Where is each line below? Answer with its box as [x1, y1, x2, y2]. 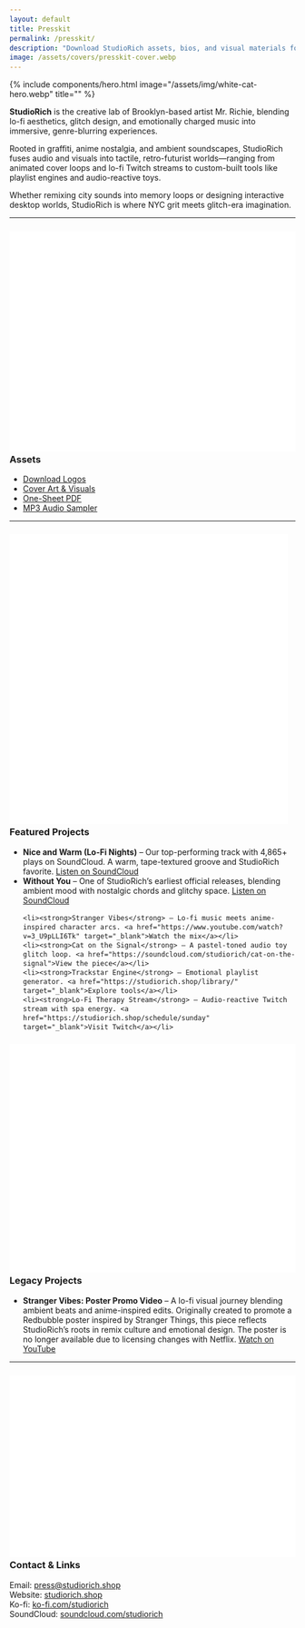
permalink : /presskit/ [9, 34, 95, 43]
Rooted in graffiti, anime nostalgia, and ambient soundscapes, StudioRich [9, 144, 283, 154]
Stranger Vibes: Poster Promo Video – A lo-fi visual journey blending [22, 1295, 283, 1305]
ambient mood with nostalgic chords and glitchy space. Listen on [22, 885, 267, 896]
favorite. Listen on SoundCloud [22, 866, 139, 877]
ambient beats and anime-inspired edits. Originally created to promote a [22, 1305, 292, 1315]
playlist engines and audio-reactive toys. [9, 173, 162, 184]
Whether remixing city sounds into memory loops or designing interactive [9, 190, 284, 201]
